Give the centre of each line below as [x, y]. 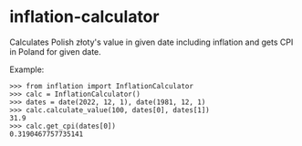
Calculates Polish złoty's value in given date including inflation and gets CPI [151, 42]
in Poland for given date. [56, 51]
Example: [27, 69]
